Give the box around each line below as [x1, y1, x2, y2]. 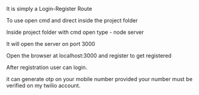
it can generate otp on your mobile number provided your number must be [6, 76, 193, 82]
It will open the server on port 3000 [6, 41, 96, 47]
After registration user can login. [6, 64, 88, 71]
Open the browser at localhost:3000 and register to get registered [6, 52, 172, 59]
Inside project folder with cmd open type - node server [6, 28, 144, 36]
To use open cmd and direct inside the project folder [6, 17, 138, 24]
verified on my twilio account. [6, 82, 81, 89]
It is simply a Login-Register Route [6, 5, 93, 12]
